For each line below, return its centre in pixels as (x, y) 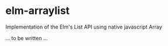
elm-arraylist (38, 11)
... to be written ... (27, 38)
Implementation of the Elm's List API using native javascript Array (84, 27)
